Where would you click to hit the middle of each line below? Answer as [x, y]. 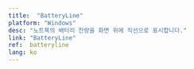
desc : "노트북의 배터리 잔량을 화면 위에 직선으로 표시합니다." [98, 30]
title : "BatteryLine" [46, 15]
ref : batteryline [39, 45]
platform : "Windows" [43, 23]
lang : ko [23, 52]
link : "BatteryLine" [43, 38]
